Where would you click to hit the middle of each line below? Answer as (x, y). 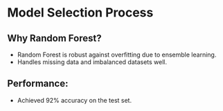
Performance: (38, 84)
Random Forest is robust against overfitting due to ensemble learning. (117, 54)
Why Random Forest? (54, 38)
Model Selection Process (80, 13)
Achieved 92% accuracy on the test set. (74, 100)
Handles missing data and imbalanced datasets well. (92, 62)
